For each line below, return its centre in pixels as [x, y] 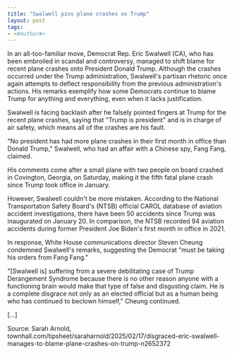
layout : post [26, 21]
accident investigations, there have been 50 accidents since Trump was [112, 214]
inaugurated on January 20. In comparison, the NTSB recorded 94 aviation [116, 221]
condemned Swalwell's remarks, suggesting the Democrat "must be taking [116, 250]
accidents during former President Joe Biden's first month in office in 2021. [116, 229]
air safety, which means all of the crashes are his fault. [86, 127]
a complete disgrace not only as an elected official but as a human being [113, 293]
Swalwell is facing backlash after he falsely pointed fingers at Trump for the [117, 112]
